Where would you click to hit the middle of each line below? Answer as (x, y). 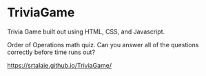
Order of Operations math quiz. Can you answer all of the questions (103, 45)
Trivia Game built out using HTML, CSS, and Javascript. (86, 31)
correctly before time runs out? (51, 52)
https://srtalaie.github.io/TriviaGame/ (60, 65)
